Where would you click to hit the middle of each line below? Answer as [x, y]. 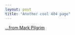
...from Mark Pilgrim [25, 27]
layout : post [18, 9]
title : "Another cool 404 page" [38, 14]
